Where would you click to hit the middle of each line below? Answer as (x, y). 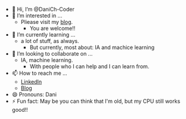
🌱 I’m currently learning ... (44, 35)
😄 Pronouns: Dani (34, 94)
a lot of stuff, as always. (50, 41)
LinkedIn (31, 82)
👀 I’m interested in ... (37, 16)
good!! (20, 110)
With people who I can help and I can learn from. (89, 66)
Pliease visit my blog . (47, 22)
